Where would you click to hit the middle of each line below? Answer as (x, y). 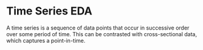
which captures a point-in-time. (46, 40)
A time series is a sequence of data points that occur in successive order (98, 28)
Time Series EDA (49, 11)
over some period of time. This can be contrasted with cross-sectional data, (101, 34)
